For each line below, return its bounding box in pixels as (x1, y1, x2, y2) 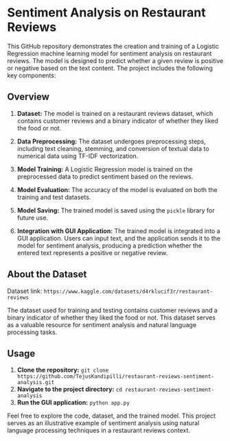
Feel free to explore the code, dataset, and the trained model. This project (7, 412, 216, 420)
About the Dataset (7, 269, 87, 281)
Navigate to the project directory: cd (16, 385, 122, 394)
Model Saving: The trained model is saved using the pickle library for (16, 206, 215, 214)
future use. (16, 213, 49, 222)
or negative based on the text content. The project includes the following (7, 64, 213, 72)
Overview (7, 91, 50, 103)
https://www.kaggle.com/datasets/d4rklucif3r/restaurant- (43, 288, 213, 295)
